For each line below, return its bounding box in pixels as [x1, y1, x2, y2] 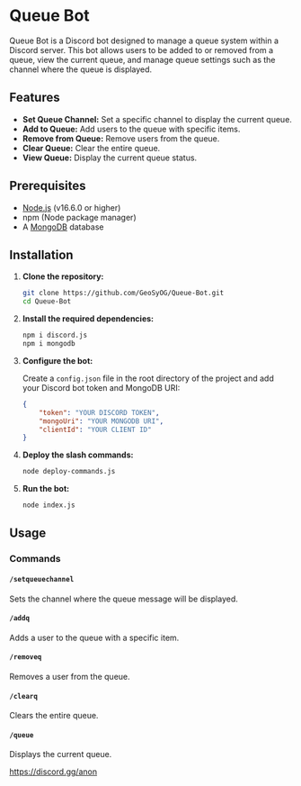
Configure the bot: [22, 355, 93, 366]
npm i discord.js [22, 330, 88, 340]
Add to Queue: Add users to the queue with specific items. [22, 123, 241, 134]
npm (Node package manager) [22, 212, 137, 222]
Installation [9, 247, 74, 262]
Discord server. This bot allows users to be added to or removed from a [9, 44, 274, 55]
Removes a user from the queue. [9, 671, 130, 682]
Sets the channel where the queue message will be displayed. [9, 593, 238, 604]
